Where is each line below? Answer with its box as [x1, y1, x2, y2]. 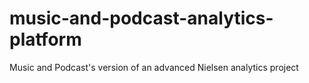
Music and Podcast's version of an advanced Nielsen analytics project [9, 61, 299, 73]
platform [9, 28, 82, 51]
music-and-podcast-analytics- [9, 7, 274, 30]
